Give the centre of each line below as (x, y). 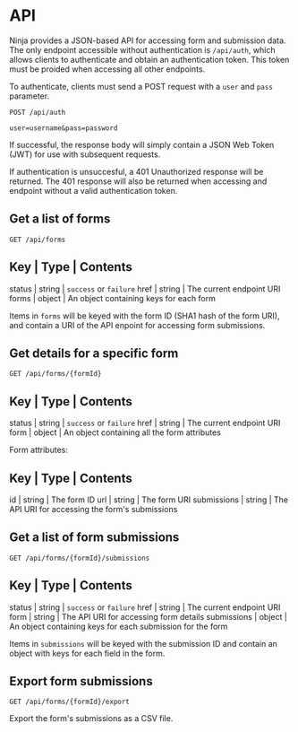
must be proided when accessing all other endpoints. (107, 69)
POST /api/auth (38, 112)
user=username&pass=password (64, 128)
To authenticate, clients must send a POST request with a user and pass (141, 86)
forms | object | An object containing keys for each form (113, 298)
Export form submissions (81, 681)
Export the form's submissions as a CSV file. (91, 719)
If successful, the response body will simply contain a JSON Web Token (142, 144)
